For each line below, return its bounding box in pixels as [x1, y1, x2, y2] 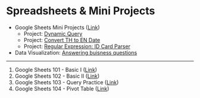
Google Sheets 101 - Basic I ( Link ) [14, 66, 97, 73]
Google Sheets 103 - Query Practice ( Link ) [14, 78, 119, 86]
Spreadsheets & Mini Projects [6, 4, 155, 18]
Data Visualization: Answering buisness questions [14, 49, 137, 56]
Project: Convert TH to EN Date [23, 36, 101, 43]
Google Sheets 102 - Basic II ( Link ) [14, 72, 100, 80]
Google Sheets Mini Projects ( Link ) [14, 24, 100, 31]
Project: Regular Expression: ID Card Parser [23, 43, 131, 50]
